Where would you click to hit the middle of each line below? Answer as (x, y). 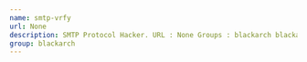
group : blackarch (42, 43)
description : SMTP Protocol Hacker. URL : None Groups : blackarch (141, 35)
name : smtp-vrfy (40, 18)
